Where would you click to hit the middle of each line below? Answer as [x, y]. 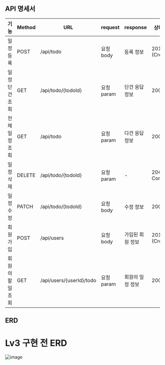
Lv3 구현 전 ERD [36, 343]
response [136, 27]
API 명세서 [20, 9]
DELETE [26, 175]
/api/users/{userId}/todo [68, 280]
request [110, 27]
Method [26, 27]
